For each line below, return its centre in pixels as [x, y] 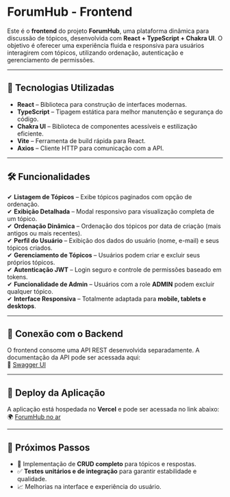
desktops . [22, 306]
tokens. [18, 277]
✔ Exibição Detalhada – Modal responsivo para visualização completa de [111, 211]
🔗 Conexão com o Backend [65, 334]
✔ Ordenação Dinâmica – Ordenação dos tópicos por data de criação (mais [114, 226]
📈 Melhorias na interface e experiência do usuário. [89, 486]
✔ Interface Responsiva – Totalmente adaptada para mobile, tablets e [107, 298]
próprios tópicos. [31, 262]
